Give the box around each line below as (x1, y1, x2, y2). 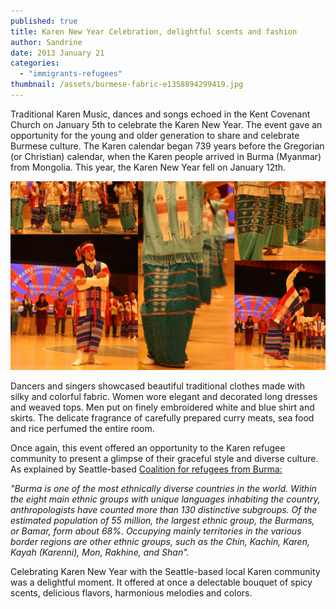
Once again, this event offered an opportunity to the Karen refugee (10, 442, 286, 454)
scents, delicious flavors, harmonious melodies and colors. (10, 587, 253, 599)
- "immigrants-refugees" (19, 69, 123, 79)
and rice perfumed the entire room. (10, 423, 155, 435)
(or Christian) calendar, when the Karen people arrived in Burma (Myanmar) (10, 150, 322, 162)
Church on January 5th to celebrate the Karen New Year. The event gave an (10, 118, 323, 130)
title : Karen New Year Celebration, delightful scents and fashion (10, 26, 298, 37)
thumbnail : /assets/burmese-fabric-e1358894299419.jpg (10, 80, 244, 90)
